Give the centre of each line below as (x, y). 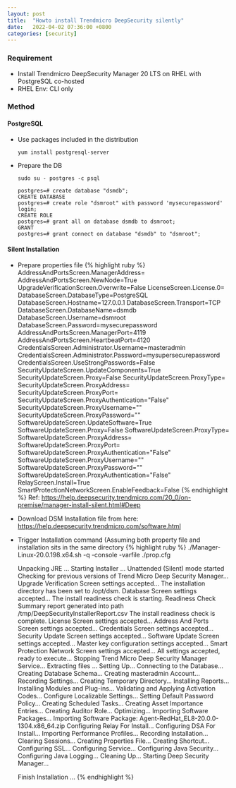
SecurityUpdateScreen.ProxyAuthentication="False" (93, 400)
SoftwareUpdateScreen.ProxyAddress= (75, 437)
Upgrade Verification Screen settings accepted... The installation (111, 583)
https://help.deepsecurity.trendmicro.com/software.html (99, 526)
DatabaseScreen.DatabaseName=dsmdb (77, 310)
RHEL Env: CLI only (45, 88)
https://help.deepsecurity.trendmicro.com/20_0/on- (116, 497)
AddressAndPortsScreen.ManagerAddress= (81, 272)
